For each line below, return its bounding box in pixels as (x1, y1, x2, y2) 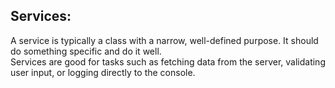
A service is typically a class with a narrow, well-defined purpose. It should (10, 34, 319, 46)
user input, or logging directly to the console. (10, 66, 196, 78)
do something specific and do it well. (10, 45, 162, 57)
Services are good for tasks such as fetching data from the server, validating (10, 55, 326, 68)
